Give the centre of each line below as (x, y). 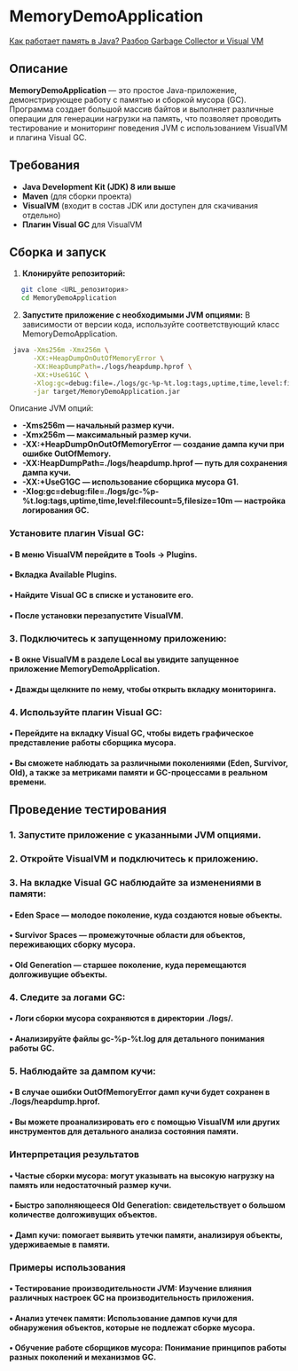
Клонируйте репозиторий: (74, 273)
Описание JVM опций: (51, 408)
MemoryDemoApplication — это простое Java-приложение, (123, 90)
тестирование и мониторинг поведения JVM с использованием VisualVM (149, 128)
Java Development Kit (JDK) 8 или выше (98, 186)
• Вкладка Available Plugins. (63, 575)
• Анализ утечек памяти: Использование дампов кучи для (123, 1318)
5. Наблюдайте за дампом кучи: (83, 1071)
